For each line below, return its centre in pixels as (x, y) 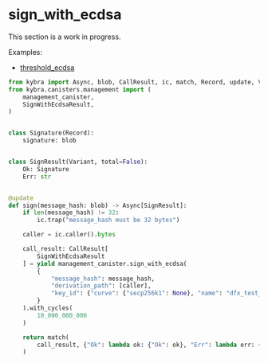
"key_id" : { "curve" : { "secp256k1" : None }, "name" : (137, 293)
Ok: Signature (46, 169)
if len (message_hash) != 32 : (71, 213)
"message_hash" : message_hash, (103, 279)
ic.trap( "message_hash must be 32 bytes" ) (108, 221)
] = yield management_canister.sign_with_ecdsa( (105, 263)
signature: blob (50, 141)
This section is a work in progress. (65, 37)
